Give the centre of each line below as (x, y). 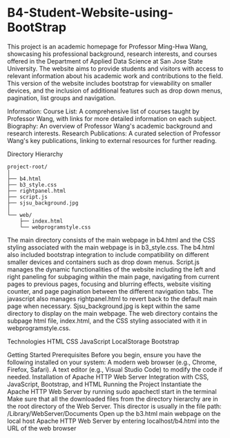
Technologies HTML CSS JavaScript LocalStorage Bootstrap (93, 341)
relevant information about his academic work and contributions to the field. (115, 76)
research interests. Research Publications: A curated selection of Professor (114, 133)
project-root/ (28, 166)
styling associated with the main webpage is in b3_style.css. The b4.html (111, 247)
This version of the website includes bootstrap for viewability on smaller (109, 83)
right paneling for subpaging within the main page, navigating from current (113, 276)
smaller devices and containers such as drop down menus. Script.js (104, 262)
